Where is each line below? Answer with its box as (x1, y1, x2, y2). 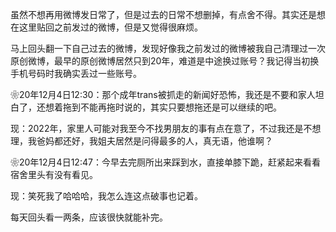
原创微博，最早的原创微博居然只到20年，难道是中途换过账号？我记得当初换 (10, 55, 320, 67)
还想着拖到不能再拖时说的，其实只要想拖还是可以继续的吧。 (36, 101, 282, 113)
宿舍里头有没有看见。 (10, 169, 98, 180)
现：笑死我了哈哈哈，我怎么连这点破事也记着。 (10, 190, 203, 202)
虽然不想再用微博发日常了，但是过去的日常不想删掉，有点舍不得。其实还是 (10, 9, 317, 20)
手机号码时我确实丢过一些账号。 (10, 68, 142, 79)
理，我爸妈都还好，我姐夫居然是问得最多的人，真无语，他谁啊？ (10, 135, 273, 147)
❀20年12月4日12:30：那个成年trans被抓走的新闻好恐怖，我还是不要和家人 (10, 89, 316, 100)
